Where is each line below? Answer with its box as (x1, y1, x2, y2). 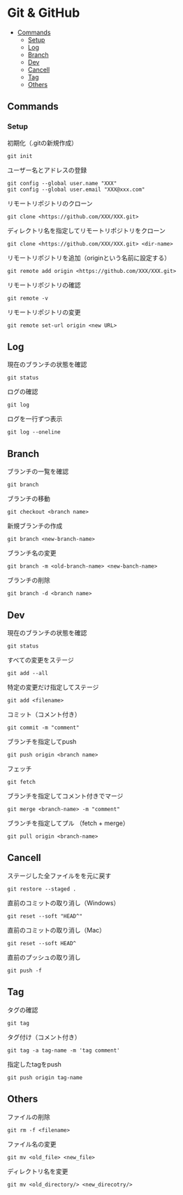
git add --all (7, 670, 49, 677)
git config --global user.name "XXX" (7, 180, 117, 187)
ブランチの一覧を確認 (7, 467, 68, 476)
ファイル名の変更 (7, 1140, 57, 1148)
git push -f (7, 967, 42, 974)
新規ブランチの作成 (7, 521, 63, 530)
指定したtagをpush (7, 1060, 61, 1068)
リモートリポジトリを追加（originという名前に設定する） (7, 253, 171, 262)
